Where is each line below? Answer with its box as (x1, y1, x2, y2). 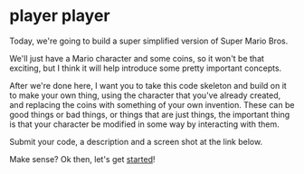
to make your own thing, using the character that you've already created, (9, 90, 281, 101)
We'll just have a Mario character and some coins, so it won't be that (9, 53, 265, 63)
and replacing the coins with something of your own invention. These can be (9, 99, 295, 110)
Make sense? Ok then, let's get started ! (9, 153, 156, 164)
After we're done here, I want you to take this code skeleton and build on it (9, 80, 287, 91)
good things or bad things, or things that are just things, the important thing (9, 109, 290, 120)
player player (9, 5, 110, 26)
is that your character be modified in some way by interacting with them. (9, 119, 280, 130)
